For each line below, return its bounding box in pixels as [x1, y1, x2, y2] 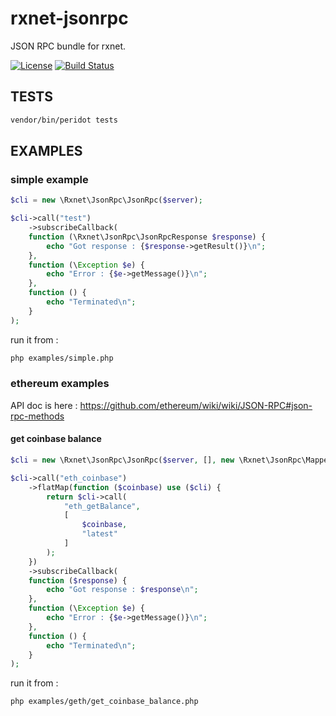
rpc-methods [10, 410, 65, 422]
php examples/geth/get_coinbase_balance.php [10, 697, 199, 707]
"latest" [81, 529, 118, 539]
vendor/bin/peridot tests [10, 115, 118, 125]
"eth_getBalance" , [63, 501, 141, 511]
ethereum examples [10, 377, 110, 391]
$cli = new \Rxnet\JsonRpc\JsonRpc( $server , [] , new [10, 455, 235, 466]
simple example [10, 172, 89, 186]
